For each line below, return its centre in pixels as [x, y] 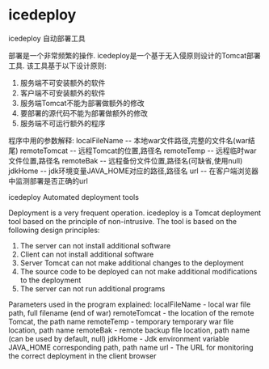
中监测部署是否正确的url [48, 180]
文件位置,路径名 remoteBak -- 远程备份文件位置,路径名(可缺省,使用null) [126, 160]
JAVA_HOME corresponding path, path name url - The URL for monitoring [131, 347]
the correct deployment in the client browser [82, 356]
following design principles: [54, 230]
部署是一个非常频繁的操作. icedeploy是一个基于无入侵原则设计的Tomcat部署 [134, 55]
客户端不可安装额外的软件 [63, 93]
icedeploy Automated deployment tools [74, 197]
